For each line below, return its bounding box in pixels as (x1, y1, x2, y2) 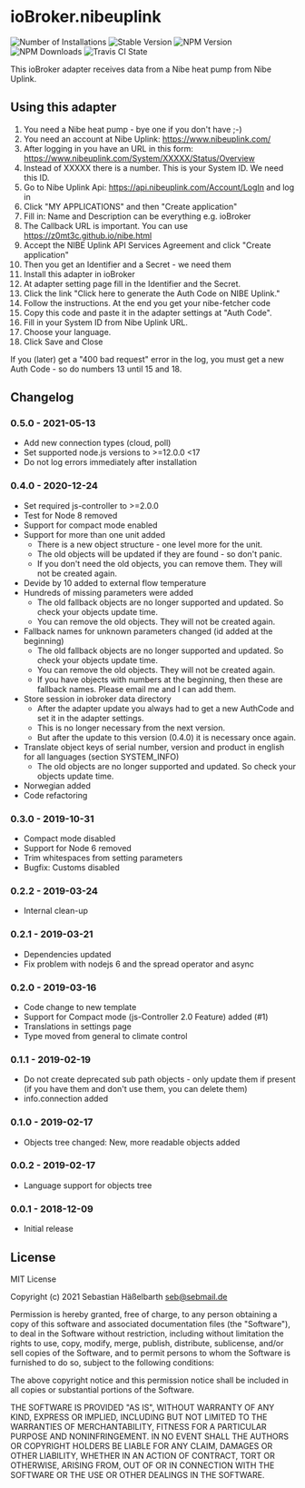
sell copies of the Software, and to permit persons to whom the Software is (10, 1347, 291, 1358)
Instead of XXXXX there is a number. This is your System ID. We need (23, 162, 284, 174)
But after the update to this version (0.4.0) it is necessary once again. (36, 731, 297, 742)
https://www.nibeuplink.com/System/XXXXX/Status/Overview (23, 153, 255, 164)
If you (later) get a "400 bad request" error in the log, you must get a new (10, 353, 284, 364)
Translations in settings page (23, 1020, 133, 1032)
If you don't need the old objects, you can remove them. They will (36, 558, 282, 569)
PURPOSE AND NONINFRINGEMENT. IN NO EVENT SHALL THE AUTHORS (10, 1431, 290, 1442)
